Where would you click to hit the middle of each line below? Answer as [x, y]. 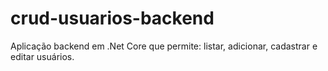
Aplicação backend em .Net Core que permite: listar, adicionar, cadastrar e [164, 46]
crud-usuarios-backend [112, 18]
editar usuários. [42, 56]
